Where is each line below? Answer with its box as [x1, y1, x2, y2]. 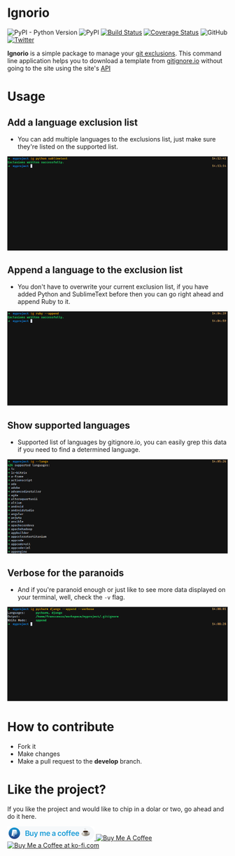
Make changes [17, 750, 61, 758]
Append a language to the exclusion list [7, 264, 183, 276]
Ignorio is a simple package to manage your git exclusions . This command [7, 49, 222, 57]
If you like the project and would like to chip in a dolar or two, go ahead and [7, 805, 225, 813]
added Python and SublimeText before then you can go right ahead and [17, 290, 224, 298]
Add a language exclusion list [7, 116, 138, 128]
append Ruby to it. [17, 298, 71, 306]
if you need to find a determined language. [17, 445, 141, 453]
